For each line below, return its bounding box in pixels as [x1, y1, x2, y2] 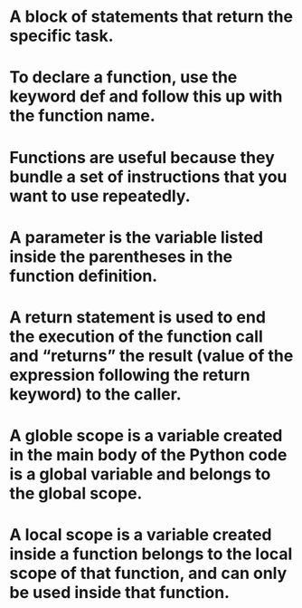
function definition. [9, 265, 158, 286]
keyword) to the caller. [9, 383, 183, 404]
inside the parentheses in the [9, 246, 233, 266]
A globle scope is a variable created [9, 426, 283, 446]
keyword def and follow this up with [9, 86, 283, 107]
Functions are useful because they [9, 147, 275, 168]
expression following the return [9, 364, 250, 385]
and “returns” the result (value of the [9, 345, 294, 366]
